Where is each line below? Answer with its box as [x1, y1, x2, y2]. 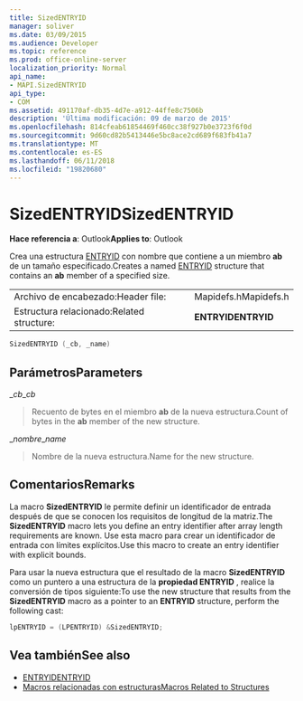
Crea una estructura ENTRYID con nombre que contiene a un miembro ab [9, 251, 282, 262]
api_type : [9, 89, 47, 98]
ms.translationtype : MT [9, 139, 99, 148]
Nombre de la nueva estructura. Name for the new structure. [31, 451, 254, 461]
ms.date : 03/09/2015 [9, 30, 87, 39]
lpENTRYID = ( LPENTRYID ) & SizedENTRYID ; [9, 622, 164, 631]
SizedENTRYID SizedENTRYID [9, 204, 234, 224]
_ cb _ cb [9, 389, 36, 399]
